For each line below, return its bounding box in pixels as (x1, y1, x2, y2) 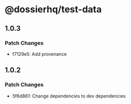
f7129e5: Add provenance (12, 51, 67, 57)
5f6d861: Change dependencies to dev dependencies (12, 93, 126, 99)
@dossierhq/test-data (5, 4, 102, 15)
